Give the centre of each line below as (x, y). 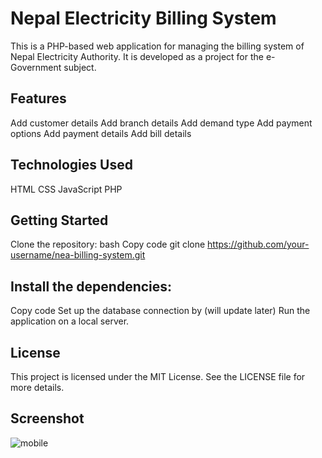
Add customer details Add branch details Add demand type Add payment (161, 123)
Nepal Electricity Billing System (143, 18)
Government (36, 67)
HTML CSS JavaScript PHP (66, 189)
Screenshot (47, 418)
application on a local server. (70, 321)
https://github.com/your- (258, 244)
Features (38, 98)
